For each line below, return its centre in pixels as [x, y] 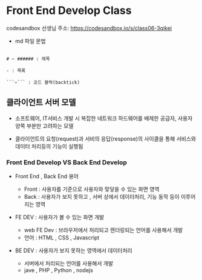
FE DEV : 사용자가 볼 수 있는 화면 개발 [60, 217]
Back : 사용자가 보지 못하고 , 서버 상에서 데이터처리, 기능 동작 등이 [102, 197]
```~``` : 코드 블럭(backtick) [43, 82]
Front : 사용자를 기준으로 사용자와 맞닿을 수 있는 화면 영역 [92, 189]
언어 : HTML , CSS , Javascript [62, 238]
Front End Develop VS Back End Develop [67, 162]
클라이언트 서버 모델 [41, 103]
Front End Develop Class [69, 11]
